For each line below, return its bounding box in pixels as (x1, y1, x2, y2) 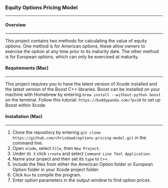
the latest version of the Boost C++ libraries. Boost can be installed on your (5, 86, 160, 92)
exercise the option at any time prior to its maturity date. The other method (5, 48, 159, 54)
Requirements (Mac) (5, 65, 49, 71)
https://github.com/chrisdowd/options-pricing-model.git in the (12, 134, 146, 140)
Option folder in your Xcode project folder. (12, 166, 100, 172)
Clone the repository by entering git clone (12, 129, 101, 135)
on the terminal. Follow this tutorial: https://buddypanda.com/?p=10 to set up (5, 96, 161, 102)
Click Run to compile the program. (12, 171, 81, 177)
